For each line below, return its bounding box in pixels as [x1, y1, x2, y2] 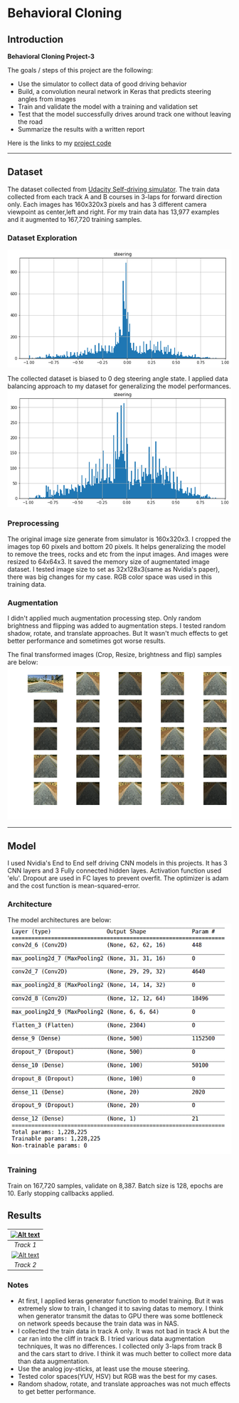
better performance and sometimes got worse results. [7, 636, 166, 645]
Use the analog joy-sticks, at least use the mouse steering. [17, 1364, 190, 1373]
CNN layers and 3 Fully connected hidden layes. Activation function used [7, 866, 222, 875]
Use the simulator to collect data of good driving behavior [17, 80, 187, 88]
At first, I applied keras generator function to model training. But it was [17, 1296, 224, 1305]
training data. [7, 580, 46, 588]
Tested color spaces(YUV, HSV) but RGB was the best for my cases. [17, 1372, 218, 1380]
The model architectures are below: [7, 915, 112, 924]
